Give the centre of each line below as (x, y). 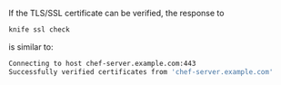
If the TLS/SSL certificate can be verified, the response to (116, 13)
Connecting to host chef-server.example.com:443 (102, 63)
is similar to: (31, 47)
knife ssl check (39, 30)
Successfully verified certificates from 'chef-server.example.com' (141, 71)
